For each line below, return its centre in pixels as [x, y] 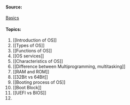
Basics [12, 18]
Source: [14, 7]
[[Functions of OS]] [32, 51]
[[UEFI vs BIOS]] [29, 93]
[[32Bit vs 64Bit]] [30, 77]
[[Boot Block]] [27, 88]
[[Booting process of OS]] [39, 82]
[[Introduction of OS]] [35, 40]
